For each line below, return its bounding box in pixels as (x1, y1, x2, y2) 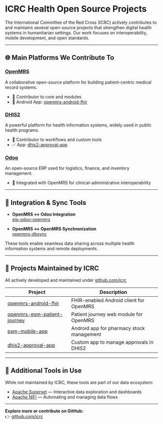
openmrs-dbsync (12, 231, 47, 237)
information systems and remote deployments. (5, 246, 98, 252)
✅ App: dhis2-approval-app (12, 142, 68, 148)
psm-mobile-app (7, 328, 48, 335)
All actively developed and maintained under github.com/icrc (5, 277, 127, 283)
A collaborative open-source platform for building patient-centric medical (5, 79, 152, 85)
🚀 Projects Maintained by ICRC (5, 264, 99, 272)
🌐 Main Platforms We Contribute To (5, 53, 114, 62)
